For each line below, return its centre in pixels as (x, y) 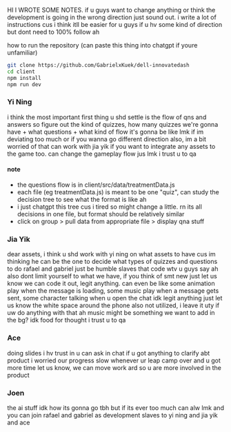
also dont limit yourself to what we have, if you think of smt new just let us (112, 276)
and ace (19, 422)
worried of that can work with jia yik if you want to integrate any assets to (111, 146)
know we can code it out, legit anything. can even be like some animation (111, 284)
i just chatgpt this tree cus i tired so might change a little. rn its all (109, 207)
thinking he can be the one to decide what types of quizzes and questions (112, 262)
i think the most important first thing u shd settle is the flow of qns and (107, 117)
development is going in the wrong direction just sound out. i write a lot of (112, 17)
